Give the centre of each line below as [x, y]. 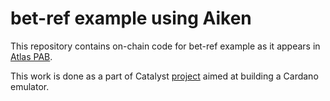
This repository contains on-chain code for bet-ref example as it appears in [165, 46]
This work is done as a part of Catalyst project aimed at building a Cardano [164, 76]
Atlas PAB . [31, 56]
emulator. [30, 86]
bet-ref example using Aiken [131, 18]
